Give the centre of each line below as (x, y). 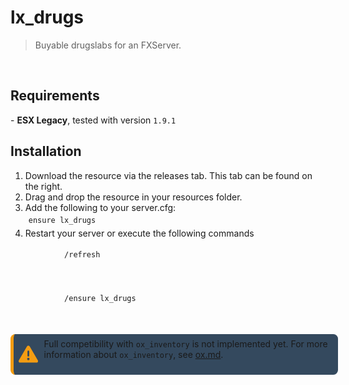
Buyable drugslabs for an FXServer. (108, 45)
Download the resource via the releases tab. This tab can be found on (168, 175)
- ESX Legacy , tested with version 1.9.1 (93, 120)
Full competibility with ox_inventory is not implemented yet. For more (185, 344)
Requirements (55, 96)
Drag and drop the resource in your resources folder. (133, 197)
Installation (46, 151)
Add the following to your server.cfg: (100, 207)
